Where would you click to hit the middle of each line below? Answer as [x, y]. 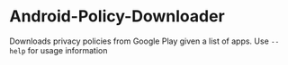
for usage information [67, 50]
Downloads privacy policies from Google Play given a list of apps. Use [139, 41]
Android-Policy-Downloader [117, 16]
